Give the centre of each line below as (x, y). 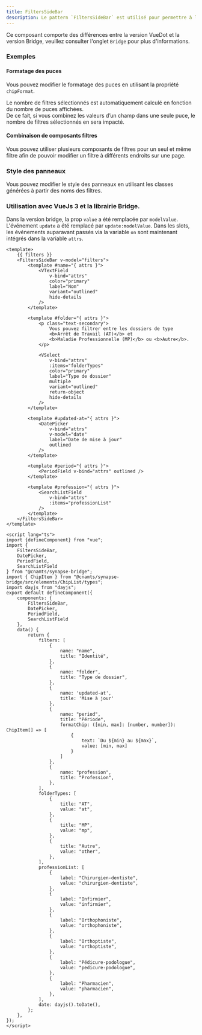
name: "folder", (80, 672)
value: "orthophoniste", (91, 926)
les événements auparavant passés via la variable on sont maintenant (92, 232)
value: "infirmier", (86, 905)
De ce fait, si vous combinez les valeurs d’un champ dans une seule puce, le (101, 115)
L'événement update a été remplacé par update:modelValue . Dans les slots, (98, 226)
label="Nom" (64, 287)
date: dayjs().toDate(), (69, 1005)
